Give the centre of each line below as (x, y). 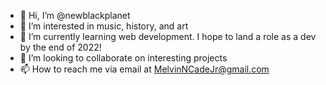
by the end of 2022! (60, 47)
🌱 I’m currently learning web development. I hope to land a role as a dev (168, 36)
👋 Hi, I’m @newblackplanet (75, 15)
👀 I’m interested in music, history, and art (104, 26)
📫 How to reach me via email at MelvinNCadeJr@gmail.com (144, 69)
